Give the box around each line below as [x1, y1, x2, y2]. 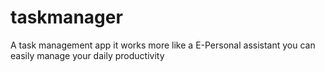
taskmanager [10, 6, 123, 29]
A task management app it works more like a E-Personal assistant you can [10, 39, 316, 51]
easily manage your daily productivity [10, 49, 165, 61]
